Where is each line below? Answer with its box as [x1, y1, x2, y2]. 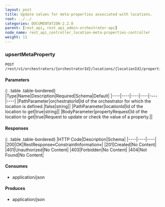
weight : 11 [5, 35, 27, 40]
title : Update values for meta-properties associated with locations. [5, 12, 153, 17]
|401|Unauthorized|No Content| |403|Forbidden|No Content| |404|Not [5, 146, 147, 153]
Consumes [5, 163, 28, 169]
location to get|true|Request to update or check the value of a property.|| [5, 114, 153, 120]
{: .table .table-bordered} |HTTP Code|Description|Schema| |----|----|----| [5, 136, 157, 142]
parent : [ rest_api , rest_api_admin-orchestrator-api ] [5, 26, 118, 31]
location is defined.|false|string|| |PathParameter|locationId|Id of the [5, 103, 143, 109]
